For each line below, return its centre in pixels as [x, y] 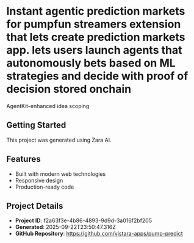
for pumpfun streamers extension [94, 24]
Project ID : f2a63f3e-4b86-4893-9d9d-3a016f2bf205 [84, 220]
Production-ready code [45, 187]
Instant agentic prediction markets [96, 11]
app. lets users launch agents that [94, 50]
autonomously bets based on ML [91, 63]
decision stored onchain [69, 89]
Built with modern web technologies [60, 174]
